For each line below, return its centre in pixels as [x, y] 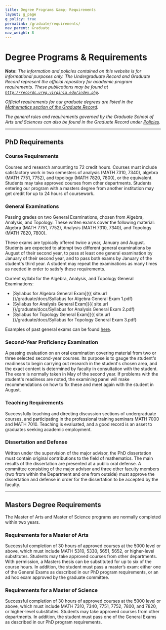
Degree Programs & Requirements [76, 57]
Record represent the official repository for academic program [69, 81]
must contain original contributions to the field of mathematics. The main [79, 458]
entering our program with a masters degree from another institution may [80, 188]
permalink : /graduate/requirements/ [43, 24]
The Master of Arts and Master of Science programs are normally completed [83, 517]
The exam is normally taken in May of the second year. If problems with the [82, 374]
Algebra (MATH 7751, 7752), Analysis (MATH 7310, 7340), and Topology [78, 227]
